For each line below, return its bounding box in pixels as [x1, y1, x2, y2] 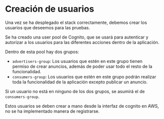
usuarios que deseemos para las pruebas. [5, 24, 90, 30]
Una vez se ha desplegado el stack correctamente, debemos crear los [5, 20, 147, 25]
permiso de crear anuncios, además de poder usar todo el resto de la [12, 63, 153, 69]
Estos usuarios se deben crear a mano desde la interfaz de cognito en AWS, [5, 103, 159, 109]
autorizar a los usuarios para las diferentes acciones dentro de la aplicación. [5, 39, 160, 45]
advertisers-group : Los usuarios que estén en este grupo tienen [12, 58, 143, 64]
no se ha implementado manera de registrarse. [5, 108, 100, 114]
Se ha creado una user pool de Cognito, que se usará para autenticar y [5, 34, 149, 40]
